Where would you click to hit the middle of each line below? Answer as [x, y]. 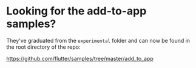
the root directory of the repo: [43, 47]
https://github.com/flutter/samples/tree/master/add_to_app [80, 58]
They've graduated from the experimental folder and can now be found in [98, 40]
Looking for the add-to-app [76, 11]
